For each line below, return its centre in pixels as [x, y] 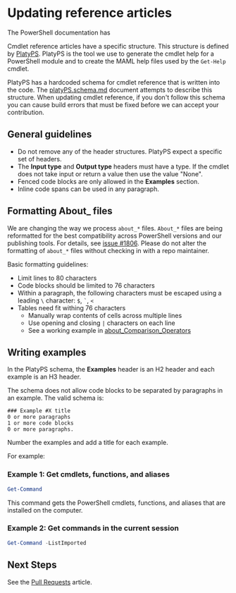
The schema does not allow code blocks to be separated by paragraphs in [115, 391]
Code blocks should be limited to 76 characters [86, 285]
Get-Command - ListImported [47, 543]
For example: [26, 456]
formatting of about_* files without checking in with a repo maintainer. [108, 250]
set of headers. [39, 159]
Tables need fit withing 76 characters [72, 307]
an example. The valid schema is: [56, 398]
